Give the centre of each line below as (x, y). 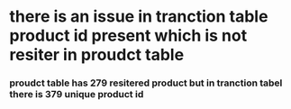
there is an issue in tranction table (139, 17)
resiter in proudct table (97, 55)
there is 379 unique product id (77, 95)
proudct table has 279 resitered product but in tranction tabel (146, 83)
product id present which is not (128, 36)
